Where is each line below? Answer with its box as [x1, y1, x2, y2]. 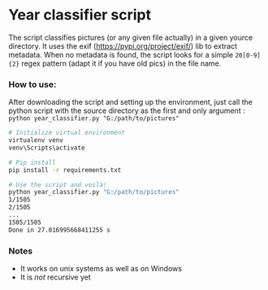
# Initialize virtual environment [8, 128, 126, 137]
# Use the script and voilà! [8, 180, 107, 188]
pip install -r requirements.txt [8, 166, 122, 174]
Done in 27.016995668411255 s [8, 226, 111, 234]
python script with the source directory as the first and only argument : [8, 106, 245, 115]
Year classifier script [8, 6, 152, 24]
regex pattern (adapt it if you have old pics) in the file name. [21, 58, 222, 68]
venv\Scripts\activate [8, 144, 85, 152]
